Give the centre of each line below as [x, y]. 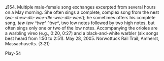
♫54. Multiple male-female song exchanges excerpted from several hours [81, 7]
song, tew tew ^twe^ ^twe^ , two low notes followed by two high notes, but [80, 23]
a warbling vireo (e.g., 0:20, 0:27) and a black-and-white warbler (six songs [82, 33]
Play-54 [13, 53]
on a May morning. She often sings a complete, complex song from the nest [82, 12]
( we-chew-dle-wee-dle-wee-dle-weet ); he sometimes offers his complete [81, 17]
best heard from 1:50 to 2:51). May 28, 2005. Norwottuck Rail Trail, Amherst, [82, 38]
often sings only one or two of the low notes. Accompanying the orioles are [82, 28]
